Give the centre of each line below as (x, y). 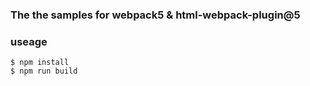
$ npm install (40, 63)
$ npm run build (44, 71)
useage (29, 41)
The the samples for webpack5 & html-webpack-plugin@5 (155, 15)
